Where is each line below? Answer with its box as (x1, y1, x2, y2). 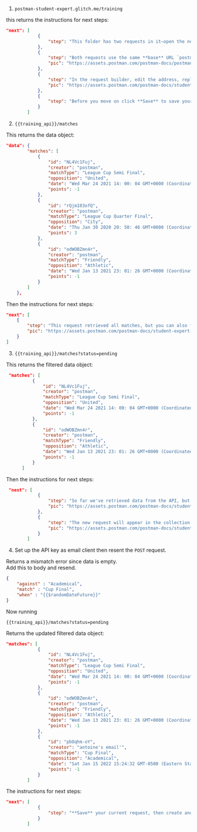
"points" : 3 (47, 230, 77, 236)
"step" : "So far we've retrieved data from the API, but (47, 498, 191, 504)
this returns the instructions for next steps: (6, 16, 109, 23)
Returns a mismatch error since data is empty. (6, 558, 117, 565)
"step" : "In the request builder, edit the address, (47, 76, 180, 83)
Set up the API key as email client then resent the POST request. (14, 546, 167, 553)
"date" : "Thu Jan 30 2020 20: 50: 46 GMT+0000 (47, 225, 164, 230)
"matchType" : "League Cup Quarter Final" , (47, 213, 154, 219)
